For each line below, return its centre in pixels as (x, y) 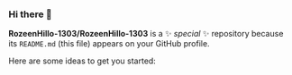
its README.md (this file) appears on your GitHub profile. (109, 44)
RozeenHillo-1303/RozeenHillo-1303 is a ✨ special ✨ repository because (146, 34)
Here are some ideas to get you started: (82, 61)
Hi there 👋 (31, 14)
